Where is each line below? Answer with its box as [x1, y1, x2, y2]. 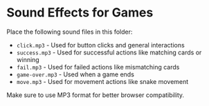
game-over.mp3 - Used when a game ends [16, 70, 134, 78]
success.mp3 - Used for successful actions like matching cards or [16, 48, 202, 56]
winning [16, 55, 39, 63]
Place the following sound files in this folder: [6, 28, 133, 36]
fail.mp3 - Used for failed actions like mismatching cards [16, 63, 180, 71]
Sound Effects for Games [6, 5, 154, 21]
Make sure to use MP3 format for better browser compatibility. [6, 91, 185, 99]
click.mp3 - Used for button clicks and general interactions [16, 41, 185, 49]
